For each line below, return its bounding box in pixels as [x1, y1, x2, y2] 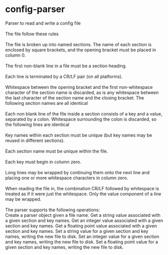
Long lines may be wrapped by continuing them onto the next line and [5, 169, 149, 175]
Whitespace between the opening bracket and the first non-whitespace [5, 84, 153, 90]
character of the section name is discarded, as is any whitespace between [5, 89, 159, 95]
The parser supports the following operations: [5, 207, 100, 213]
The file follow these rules [5, 31, 59, 37]
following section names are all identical [5, 100, 88, 106]
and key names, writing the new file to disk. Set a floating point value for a [5, 238, 158, 244]
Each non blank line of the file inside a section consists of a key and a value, [5, 110, 162, 116]
